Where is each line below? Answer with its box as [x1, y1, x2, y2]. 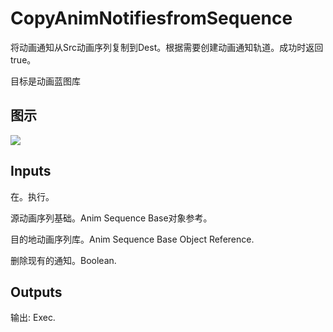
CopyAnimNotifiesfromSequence [10, 7, 293, 30]
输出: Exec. [10, 312, 56, 324]
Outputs [10, 283, 63, 301]
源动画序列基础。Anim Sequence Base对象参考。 [10, 212, 213, 224]
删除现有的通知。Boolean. [10, 254, 117, 266]
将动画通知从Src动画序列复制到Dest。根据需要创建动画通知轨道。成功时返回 [10, 41, 324, 53]
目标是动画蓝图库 [10, 75, 81, 87]
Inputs [10, 163, 52, 180]
